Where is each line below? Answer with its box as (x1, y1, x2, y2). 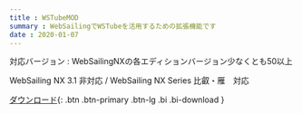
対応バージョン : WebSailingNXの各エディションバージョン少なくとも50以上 (9, 56, 293, 67)
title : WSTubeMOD (9, 13, 79, 23)
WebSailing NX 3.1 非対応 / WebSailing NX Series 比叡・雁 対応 (9, 75, 249, 86)
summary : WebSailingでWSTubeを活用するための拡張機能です (9, 22, 217, 31)
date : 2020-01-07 (9, 30, 79, 39)
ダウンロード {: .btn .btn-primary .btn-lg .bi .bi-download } (9, 94, 225, 105)
